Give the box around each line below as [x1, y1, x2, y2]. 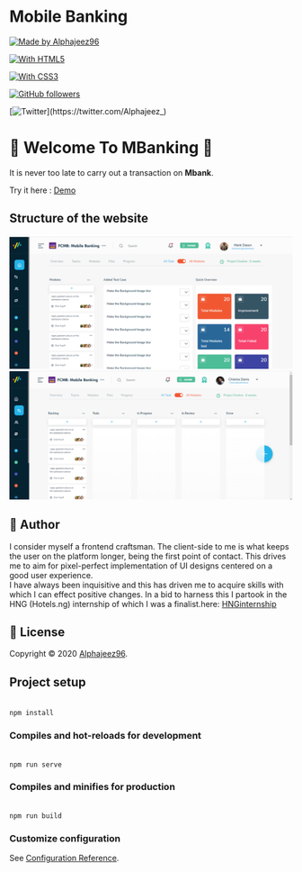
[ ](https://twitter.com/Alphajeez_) [9, 105, 167, 116]
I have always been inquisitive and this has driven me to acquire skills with [9, 579, 285, 590]
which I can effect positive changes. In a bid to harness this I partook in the [9, 588, 288, 600]
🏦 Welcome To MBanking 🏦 [9, 138, 214, 159]
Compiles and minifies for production [9, 781, 175, 794]
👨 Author [9, 517, 60, 532]
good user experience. [9, 569, 93, 580]
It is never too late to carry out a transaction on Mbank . [9, 167, 214, 177]
